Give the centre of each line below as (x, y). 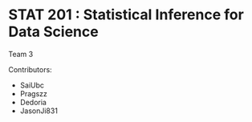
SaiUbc (32, 85)
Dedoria (33, 102)
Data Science (53, 32)
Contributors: (30, 69)
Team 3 (21, 54)
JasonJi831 (39, 111)
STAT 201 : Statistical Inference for (126, 15)
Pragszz (34, 93)
